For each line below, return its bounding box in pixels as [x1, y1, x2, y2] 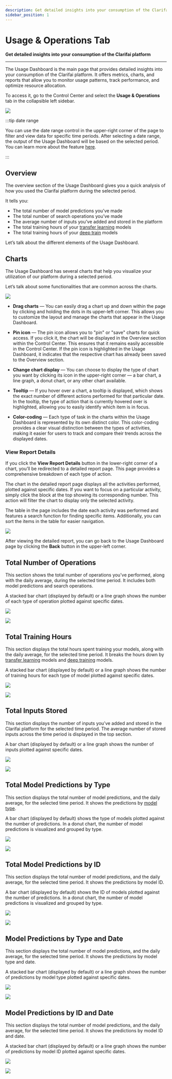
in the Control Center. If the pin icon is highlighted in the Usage [12, 346, 146, 352]
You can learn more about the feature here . [5, 144, 96, 150]
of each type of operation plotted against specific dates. [5, 598, 124, 604]
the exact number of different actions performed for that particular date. [12, 393, 165, 399]
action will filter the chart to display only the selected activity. [5, 497, 135, 504]
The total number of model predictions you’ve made [12, 208, 123, 214]
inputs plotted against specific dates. [5, 746, 83, 753]
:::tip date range [5, 118, 39, 124]
